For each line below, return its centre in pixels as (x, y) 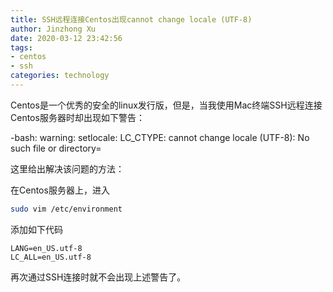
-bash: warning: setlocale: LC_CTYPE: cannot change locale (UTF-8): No (160, 137)
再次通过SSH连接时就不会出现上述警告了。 (98, 277)
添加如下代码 (36, 229)
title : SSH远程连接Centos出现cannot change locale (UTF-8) (131, 19)
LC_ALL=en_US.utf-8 (51, 257)
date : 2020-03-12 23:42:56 (66, 38)
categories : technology (60, 76)
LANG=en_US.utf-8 (46, 248)
